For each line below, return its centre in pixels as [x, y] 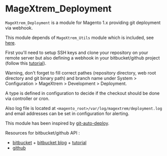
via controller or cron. [27, 98]
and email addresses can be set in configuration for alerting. [67, 113]
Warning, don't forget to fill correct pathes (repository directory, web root [81, 72]
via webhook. [19, 27]
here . [10, 42]
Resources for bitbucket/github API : [42, 132]
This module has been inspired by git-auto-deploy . [57, 123]
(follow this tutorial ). [26, 63]
